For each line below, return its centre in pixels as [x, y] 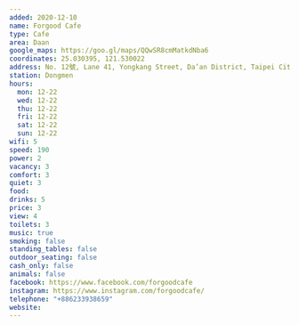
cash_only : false [41, 266]
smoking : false [37, 241]
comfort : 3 [29, 175]
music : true [31, 232]
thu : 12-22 [37, 109]
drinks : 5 [28, 200]
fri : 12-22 [37, 117]
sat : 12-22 [37, 126]
